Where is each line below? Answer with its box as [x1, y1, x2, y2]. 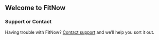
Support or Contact [5, 18, 52, 25]
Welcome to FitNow [5, 4, 66, 12]
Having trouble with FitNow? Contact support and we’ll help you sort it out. [5, 29, 155, 35]
